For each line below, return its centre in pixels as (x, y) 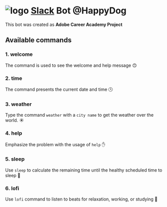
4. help (14, 133)
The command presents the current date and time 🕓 (59, 89)
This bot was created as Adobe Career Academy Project (64, 24)
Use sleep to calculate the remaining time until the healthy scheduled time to (84, 170)
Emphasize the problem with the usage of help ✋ (55, 144)
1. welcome (19, 54)
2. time (14, 78)
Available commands (38, 40)
